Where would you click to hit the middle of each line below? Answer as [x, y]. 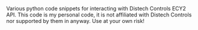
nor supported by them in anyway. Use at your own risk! [76, 21]
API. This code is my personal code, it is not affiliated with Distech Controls [99, 15]
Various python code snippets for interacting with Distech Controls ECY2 [96, 9]
